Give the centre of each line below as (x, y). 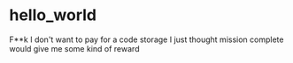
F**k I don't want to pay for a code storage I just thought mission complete (146, 39)
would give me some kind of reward (74, 48)
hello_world (53, 15)
